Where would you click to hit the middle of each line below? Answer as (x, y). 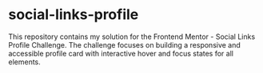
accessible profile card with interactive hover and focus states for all (121, 53)
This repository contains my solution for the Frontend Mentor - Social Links (132, 36)
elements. (25, 62)
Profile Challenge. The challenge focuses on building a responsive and (125, 44)
